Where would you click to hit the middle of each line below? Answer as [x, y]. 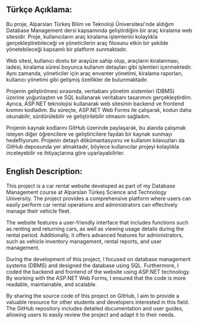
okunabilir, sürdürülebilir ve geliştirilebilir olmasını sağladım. [78, 116]
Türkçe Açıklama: [39, 10]
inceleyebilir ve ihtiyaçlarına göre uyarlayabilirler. [66, 153]
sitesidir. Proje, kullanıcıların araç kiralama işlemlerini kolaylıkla [82, 36]
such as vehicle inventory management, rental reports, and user [84, 241]
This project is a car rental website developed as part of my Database [91, 185]
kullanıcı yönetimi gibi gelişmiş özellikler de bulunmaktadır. [77, 79]
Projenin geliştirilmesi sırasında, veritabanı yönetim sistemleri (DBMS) [90, 91]
